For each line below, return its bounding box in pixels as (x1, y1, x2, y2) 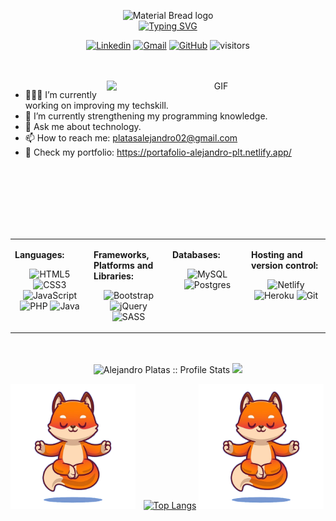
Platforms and (93, 259, 154, 271)
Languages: (14, 248, 65, 260)
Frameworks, (93, 248, 150, 260)
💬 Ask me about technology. (24, 121, 142, 132)
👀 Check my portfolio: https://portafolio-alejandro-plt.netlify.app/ (24, 146, 292, 158)
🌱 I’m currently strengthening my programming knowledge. (24, 110, 268, 122)
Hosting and (251, 248, 303, 260)
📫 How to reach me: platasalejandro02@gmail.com (24, 132, 238, 144)
